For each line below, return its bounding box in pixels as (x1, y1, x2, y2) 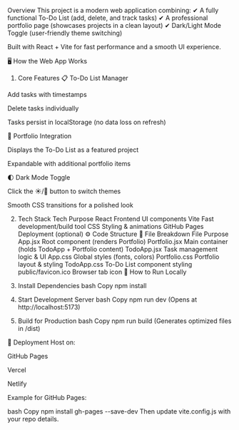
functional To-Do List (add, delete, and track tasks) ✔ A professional (7, 14, 208, 22)
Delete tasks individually (7, 104, 79, 113)
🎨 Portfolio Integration (7, 132, 72, 140)
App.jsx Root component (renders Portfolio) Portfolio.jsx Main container (17, 237, 228, 245)
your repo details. (7, 415, 59, 423)
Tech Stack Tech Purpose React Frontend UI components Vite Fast (17, 215, 214, 223)
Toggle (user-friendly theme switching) (7, 29, 123, 37)
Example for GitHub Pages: (7, 394, 87, 401)
